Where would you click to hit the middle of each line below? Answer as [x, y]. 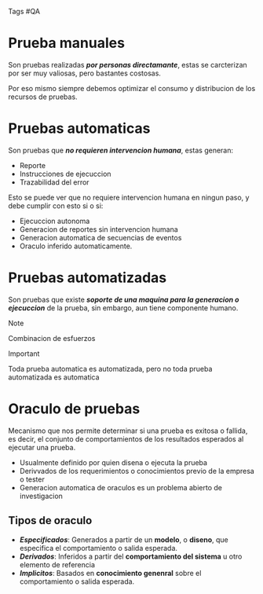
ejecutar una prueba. [42, 447]
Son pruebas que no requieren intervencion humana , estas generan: [121, 150]
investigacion [41, 496]
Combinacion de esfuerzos [52, 338]
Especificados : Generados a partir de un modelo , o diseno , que [124, 539]
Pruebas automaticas [79, 128]
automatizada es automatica [54, 377]
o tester [32, 479]
